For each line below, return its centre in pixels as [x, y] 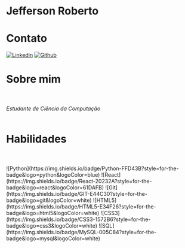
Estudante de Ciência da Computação [53, 108]
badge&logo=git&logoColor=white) [49, 200]
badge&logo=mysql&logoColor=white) [53, 238]
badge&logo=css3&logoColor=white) [52, 226]
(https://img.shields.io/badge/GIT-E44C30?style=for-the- [77, 194]
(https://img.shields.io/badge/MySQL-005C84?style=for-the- [81, 232]
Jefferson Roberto [53, 11]
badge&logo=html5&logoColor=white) [53, 213]
